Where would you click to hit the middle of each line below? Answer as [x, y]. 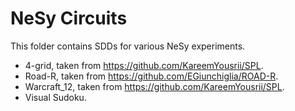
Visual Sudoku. [55, 97]
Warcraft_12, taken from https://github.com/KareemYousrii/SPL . [154, 86]
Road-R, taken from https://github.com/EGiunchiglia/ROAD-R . [151, 76]
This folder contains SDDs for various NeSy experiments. [128, 46]
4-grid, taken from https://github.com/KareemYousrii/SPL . [144, 65]
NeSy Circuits [69, 18]
